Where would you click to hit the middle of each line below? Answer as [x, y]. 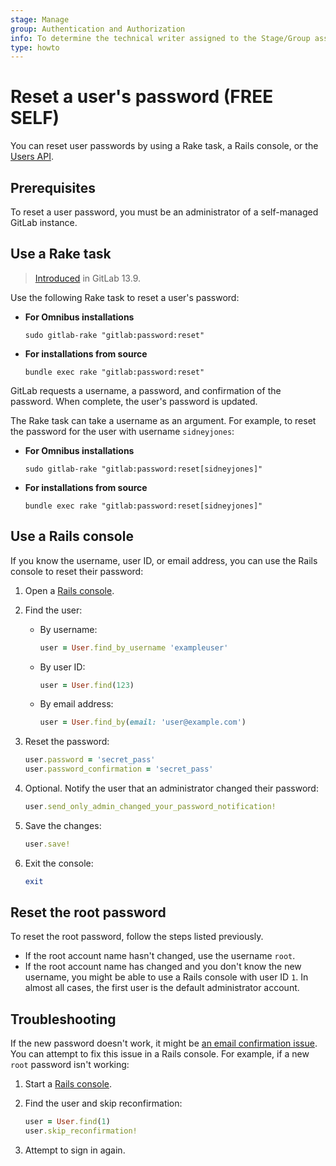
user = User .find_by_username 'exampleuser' [134, 647]
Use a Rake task [61, 254]
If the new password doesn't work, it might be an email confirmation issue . [164, 1043]
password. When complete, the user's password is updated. [134, 401]
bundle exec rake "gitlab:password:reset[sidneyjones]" [143, 506]
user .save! [47, 844]
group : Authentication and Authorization [98, 29]
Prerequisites [53, 187]
